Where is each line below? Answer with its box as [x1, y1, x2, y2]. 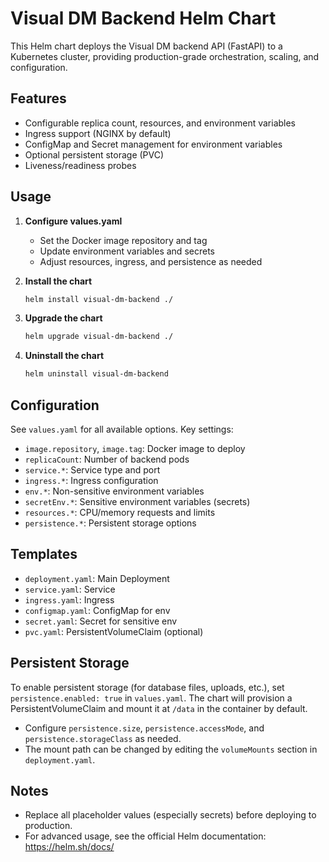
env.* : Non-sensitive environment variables [24, 485, 205, 497]
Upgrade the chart [24, 312, 103, 324]
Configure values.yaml [24, 215, 123, 227]
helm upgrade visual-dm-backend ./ [24, 332, 174, 342]
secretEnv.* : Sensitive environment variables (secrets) [24, 496, 251, 507]
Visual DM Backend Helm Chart [10, 7, 277, 30]
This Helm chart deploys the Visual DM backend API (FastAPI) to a [10, 40, 283, 52]
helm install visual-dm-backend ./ [24, 294, 174, 304]
